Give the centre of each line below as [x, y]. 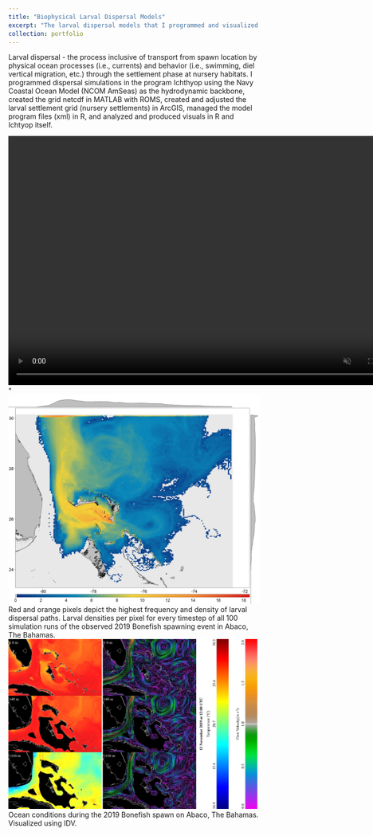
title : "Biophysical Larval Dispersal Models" [87, 17]
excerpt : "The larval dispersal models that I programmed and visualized [133, 25]
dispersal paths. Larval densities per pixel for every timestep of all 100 [123, 618]
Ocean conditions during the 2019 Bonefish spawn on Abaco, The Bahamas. [133, 814]
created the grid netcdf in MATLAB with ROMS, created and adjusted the [128, 100]
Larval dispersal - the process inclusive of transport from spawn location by [133, 57]
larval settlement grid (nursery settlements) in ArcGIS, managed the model [130, 108]
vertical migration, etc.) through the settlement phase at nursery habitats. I [130, 74]
